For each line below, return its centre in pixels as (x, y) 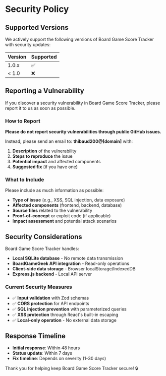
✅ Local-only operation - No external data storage (64, 320)
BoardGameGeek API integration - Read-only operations (71, 263)
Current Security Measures (39, 287)
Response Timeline (35, 336)
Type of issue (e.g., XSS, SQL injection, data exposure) (69, 200)
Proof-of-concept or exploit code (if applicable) (61, 216)
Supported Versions (37, 28)
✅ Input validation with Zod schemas (51, 298)
